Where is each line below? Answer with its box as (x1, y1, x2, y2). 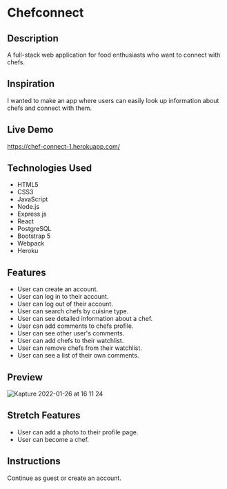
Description (7, 33, 59, 44)
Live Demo (7, 124, 54, 136)
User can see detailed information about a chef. (17, 315, 153, 323)
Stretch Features (7, 409, 81, 421)
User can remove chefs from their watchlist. (17, 344, 143, 352)
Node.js (17, 203, 40, 211)
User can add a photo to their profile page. (17, 427, 139, 436)
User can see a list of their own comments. (17, 351, 139, 360)
